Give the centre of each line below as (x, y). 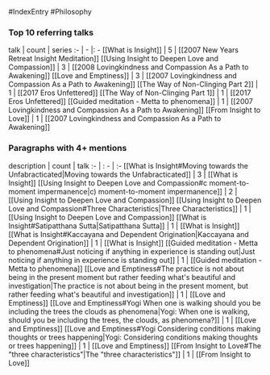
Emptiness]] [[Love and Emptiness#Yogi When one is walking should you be (135, 302)
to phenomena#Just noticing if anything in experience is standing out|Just (132, 251)
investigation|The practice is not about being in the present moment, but (128, 285)
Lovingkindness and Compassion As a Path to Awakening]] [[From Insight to (135, 110)
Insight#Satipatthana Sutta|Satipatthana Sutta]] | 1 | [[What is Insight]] (124, 226)
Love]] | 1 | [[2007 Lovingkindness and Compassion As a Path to (115, 119)
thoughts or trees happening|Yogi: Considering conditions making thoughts (133, 337)
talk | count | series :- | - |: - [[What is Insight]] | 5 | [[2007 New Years (124, 50)
